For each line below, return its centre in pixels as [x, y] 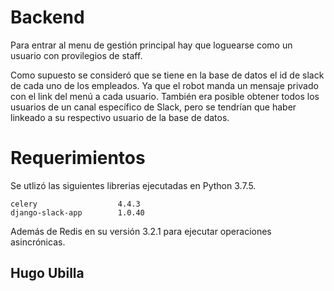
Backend [47, 17]
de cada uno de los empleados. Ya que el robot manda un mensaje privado [164, 85]
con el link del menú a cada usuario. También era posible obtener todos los [165, 96]
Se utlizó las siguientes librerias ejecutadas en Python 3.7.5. [133, 185]
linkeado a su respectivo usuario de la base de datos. [120, 117]
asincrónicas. [38, 242]
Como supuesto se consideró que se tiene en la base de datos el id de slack [167, 75]
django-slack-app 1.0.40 [77, 212]
